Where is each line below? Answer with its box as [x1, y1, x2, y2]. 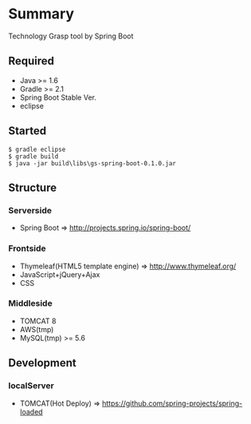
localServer [8, 380, 54, 391]
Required [8, 54, 54, 68]
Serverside [8, 204, 52, 216]
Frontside [8, 243, 46, 254]
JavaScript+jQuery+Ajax [19, 269, 100, 279]
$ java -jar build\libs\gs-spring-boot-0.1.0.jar [8, 159, 177, 168]
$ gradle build [8, 153, 59, 160]
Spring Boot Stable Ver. [19, 93, 97, 102]
